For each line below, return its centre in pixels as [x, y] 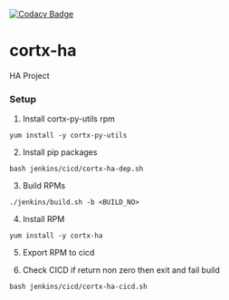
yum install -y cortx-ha [56, 236]
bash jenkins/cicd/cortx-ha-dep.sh [76, 169]
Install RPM [43, 219]
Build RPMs [44, 186]
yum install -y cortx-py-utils [68, 136]
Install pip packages [60, 152]
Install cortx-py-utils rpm [69, 119]
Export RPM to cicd [58, 253]
